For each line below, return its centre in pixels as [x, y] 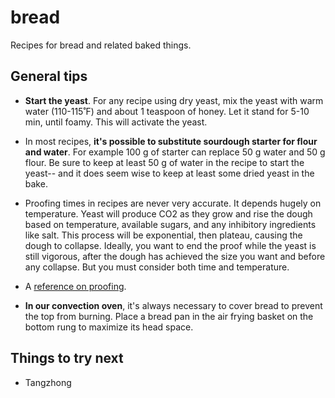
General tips [49, 76]
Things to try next [67, 358]
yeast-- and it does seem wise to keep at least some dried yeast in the [169, 173]
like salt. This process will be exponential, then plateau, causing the [163, 235]
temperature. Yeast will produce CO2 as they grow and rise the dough [168, 213]
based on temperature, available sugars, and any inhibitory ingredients [170, 224]
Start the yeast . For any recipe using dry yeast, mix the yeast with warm [174, 100]
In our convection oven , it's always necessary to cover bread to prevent [173, 305]
